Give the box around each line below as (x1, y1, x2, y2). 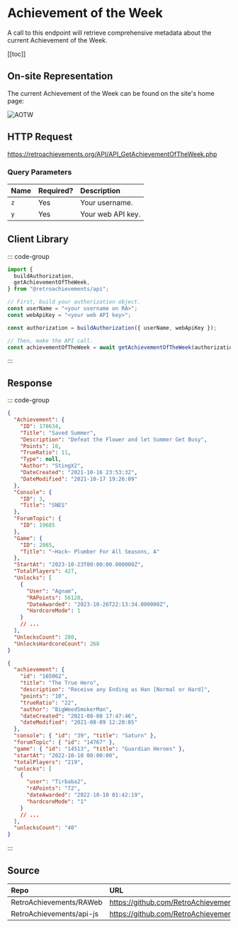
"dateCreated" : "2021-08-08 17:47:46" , (20, 712, 138, 720)
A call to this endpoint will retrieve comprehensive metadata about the (7, 28, 212, 37)
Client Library (7, 233, 69, 245)
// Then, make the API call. (7, 337, 93, 345)
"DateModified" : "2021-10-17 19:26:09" (20, 475, 138, 483)
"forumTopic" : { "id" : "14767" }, (13, 739, 115, 746)
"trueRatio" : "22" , (20, 699, 78, 706)
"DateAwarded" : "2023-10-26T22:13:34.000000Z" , (25, 600, 170, 608)
